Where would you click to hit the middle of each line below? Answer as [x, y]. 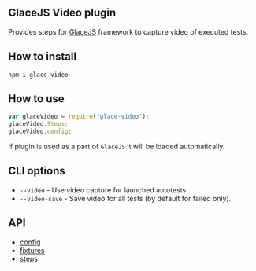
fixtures [32, 250]
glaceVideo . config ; [40, 132]
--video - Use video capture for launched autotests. [104, 190]
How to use [36, 99]
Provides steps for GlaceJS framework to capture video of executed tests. [128, 31]
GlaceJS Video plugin [62, 13]
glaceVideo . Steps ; [38, 124]
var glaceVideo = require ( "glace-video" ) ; [79, 117]
